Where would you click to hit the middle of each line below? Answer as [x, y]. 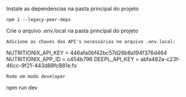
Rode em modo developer [36, 77]
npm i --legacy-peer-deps [38, 20]
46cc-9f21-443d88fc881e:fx [42, 66]
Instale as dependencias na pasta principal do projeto [73, 9]
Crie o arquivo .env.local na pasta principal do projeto [72, 31]
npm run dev [22, 87]
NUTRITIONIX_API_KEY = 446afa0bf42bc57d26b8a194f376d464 [87, 53]
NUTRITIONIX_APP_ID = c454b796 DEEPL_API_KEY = [73, 59]
